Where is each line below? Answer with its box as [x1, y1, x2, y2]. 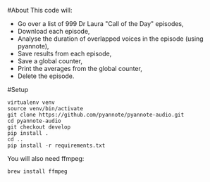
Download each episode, [17, 27, 90, 35]
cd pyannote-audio [7, 117, 61, 124]
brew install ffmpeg [7, 168, 68, 175]
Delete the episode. [17, 72, 75, 80]
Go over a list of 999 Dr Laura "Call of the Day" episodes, [17, 20, 185, 27]
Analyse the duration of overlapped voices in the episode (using [17, 34, 204, 43]
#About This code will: [7, 6, 73, 14]
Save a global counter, [17, 57, 83, 65]
